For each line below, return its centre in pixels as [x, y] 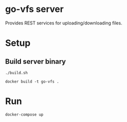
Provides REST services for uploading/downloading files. [64, 23]
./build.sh [16, 73]
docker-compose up [24, 115]
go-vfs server [34, 9]
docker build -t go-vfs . [32, 81]
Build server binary [35, 61]
